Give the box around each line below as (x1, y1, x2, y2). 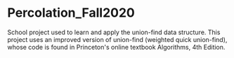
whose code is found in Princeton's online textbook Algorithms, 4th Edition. (7, 43, 226, 51)
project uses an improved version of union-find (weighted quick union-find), (7, 35, 228, 43)
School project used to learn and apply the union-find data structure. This (7, 28, 221, 36)
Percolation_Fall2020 (7, 5, 135, 21)
